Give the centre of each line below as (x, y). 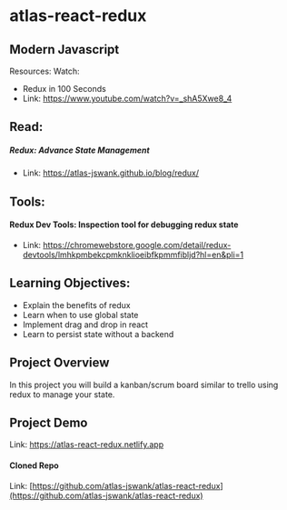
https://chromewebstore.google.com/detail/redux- (137, 245)
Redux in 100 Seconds (64, 89)
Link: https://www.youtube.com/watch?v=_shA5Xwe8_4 (127, 98)
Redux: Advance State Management (79, 150)
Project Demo (49, 422)
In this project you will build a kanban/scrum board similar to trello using (144, 385)
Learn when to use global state (80, 315)
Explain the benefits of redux (76, 305)
